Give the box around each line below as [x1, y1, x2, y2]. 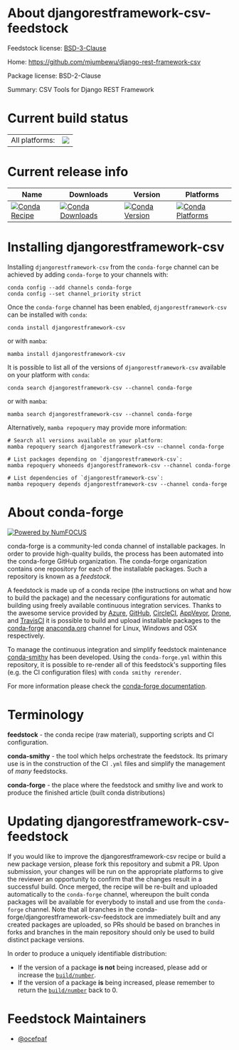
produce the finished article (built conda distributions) [7, 788, 166, 797]
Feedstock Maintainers [7, 1011, 147, 1026]
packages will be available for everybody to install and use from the [7, 897, 206, 906]
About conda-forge [7, 504, 124, 520]
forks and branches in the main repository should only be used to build [7, 927, 215, 936]
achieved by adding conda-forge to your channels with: [7, 270, 169, 279]
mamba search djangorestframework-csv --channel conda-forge [7, 410, 193, 418]
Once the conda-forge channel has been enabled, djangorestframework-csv [7, 302, 228, 311]
